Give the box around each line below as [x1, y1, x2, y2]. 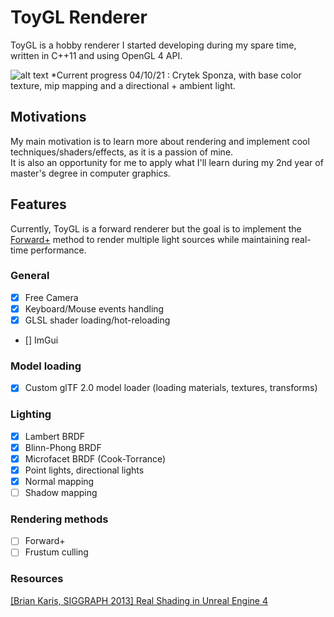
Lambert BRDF [24, 430, 86, 442]
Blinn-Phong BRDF [24, 441, 102, 453]
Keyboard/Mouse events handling [24, 302, 165, 315]
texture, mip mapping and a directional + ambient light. [10, 79, 236, 91]
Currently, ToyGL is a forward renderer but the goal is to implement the [10, 222, 302, 235]
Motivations [10, 109, 87, 126]
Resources [10, 572, 64, 586]
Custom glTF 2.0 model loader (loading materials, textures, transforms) [24, 382, 318, 394]
